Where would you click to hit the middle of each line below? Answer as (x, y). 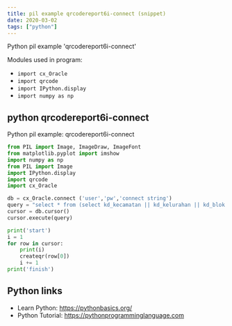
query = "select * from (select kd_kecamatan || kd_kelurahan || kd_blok (116, 205)
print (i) (32, 250)
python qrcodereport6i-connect (78, 117)
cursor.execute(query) (40, 218)
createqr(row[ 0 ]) (45, 256)
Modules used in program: (45, 60)
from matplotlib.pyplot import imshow (63, 154)
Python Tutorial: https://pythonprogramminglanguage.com (101, 315)
